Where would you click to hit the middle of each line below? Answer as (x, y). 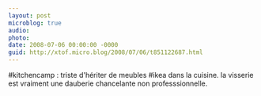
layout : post (30, 15)
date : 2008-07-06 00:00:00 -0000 (63, 45)
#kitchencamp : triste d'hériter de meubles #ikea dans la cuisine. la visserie (131, 75)
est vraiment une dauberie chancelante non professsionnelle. (108, 83)
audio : (19, 30)
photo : (19, 38)
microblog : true (35, 23)
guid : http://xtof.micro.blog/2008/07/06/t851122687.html (106, 52)
